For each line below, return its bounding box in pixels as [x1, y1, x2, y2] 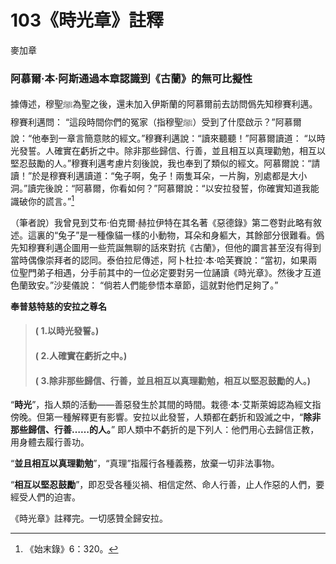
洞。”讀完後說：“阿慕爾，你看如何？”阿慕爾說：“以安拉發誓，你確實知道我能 [10, 182, 320, 195]
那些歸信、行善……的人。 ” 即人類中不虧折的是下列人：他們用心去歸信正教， [10, 424, 320, 436]
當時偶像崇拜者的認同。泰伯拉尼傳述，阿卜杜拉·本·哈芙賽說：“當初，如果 [10, 254, 309, 266]
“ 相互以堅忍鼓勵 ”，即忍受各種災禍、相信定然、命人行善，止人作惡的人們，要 [10, 479, 325, 491]
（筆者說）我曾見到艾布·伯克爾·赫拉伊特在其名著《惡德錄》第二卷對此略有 [10, 216, 314, 228]
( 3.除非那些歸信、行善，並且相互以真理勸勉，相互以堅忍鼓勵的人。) [34, 374, 312, 386]
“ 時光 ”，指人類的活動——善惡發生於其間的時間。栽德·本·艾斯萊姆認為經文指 [10, 399, 322, 411]
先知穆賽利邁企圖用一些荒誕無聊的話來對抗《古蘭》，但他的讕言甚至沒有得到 [10, 241, 322, 253]
